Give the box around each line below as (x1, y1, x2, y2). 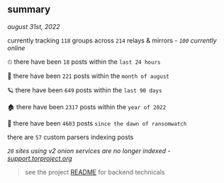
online (7, 43, 26, 52)
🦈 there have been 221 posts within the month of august (7, 72, 170, 80)
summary (7, 4, 51, 16)
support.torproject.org (7, 154, 72, 162)
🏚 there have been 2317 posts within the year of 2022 (7, 102, 167, 111)
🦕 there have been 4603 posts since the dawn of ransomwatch (7, 118, 187, 128)
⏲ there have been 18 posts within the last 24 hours (7, 57, 161, 66)
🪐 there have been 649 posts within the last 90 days (7, 86, 162, 94)
